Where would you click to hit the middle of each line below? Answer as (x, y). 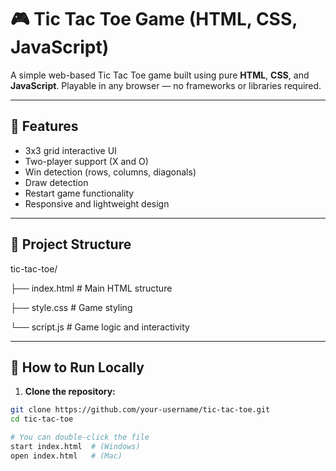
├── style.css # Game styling (71, 307)
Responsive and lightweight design (97, 203)
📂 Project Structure (71, 244)
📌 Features (44, 126)
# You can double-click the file (80, 437)
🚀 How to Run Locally (77, 367)
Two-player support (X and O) (86, 161)
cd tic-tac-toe (42, 419)
